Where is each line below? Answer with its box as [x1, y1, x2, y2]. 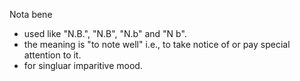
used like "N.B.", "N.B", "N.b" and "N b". [23, 28, 187, 39]
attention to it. [23, 49, 82, 61]
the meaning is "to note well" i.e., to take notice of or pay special [23, 39, 291, 50]
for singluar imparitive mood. [23, 60, 143, 71]
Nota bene [9, 9, 53, 20]
